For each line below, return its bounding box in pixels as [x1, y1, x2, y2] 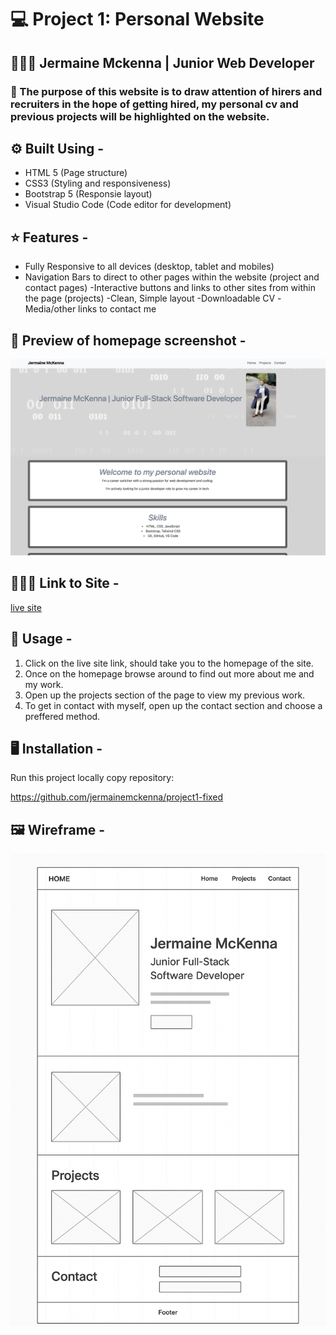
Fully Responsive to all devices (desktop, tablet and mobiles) [24, 261, 275, 273]
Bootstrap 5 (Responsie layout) [24, 188, 153, 200]
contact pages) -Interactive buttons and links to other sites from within [24, 282, 316, 294]
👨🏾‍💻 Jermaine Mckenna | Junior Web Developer [10, 54, 315, 71]
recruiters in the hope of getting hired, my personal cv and [10, 97, 299, 111]
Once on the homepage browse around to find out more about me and [24, 667, 315, 680]
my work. [24, 678, 64, 690]
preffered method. [24, 710, 101, 722]
